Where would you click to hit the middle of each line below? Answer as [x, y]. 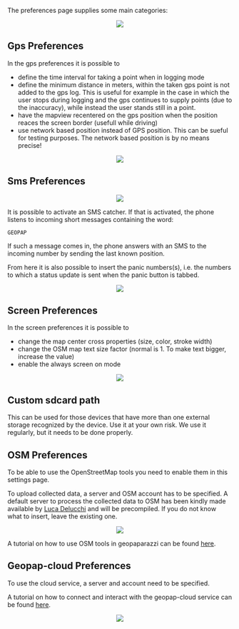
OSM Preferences [47, 455]
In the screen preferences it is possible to [68, 328]
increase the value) [46, 357]
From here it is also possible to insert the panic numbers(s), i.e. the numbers [119, 267]
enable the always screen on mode [69, 364]
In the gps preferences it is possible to [63, 63]
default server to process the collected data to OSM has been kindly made [117, 501]
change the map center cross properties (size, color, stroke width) [115, 341]
